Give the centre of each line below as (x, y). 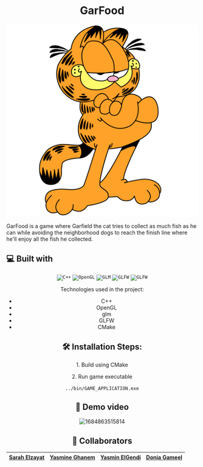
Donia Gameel (164, 457)
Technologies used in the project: (102, 289)
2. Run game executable (102, 376)
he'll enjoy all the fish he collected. (50, 239)
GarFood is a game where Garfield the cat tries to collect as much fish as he (101, 226)
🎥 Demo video (102, 407)
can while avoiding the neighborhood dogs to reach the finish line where (97, 232)
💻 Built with (30, 259)
